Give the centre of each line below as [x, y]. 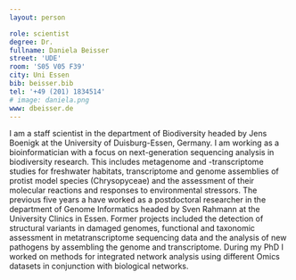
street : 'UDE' [36, 59]
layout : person [37, 17]
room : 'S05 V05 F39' [48, 67]
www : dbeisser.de [41, 108]
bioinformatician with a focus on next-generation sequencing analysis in [142, 152]
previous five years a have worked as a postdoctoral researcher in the [138, 200]
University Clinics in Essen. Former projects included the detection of [136, 218]
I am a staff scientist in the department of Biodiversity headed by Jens [138, 134]
